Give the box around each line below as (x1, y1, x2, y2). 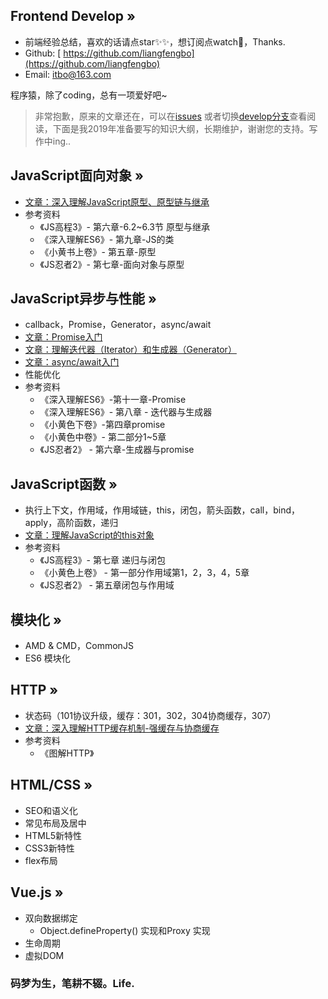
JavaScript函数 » (10, 475, 118, 493)
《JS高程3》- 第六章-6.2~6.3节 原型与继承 (39, 220, 210, 233)
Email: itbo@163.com (24, 68, 112, 80)
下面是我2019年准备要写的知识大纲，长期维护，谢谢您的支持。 (52, 122, 310, 134)
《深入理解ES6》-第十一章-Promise (39, 394, 187, 406)
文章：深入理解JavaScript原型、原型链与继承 (24, 195, 210, 208)
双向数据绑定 (24, 912, 78, 924)
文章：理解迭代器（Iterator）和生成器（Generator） (24, 344, 237, 356)
